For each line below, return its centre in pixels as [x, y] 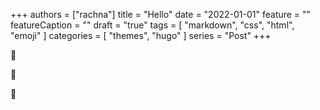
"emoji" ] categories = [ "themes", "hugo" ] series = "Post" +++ [141, 35]
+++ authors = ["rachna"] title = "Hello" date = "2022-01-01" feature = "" [161, 14]
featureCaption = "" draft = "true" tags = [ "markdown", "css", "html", [152, 25]
